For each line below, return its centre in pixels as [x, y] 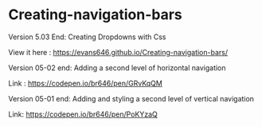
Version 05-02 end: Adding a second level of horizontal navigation [117, 67]
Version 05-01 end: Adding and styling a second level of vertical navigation [131, 98]
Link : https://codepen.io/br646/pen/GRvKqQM [86, 83]
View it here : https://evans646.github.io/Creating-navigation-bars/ [118, 52]
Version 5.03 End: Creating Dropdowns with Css [87, 37]
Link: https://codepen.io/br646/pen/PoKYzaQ [83, 114]
